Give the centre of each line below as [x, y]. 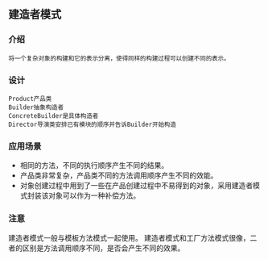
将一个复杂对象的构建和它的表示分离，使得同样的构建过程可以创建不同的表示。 [119, 58]
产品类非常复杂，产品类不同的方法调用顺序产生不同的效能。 [119, 175]
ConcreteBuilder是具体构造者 [54, 115]
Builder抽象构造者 [36, 107]
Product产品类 [30, 99]
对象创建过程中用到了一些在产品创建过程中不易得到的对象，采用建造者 [136, 186]
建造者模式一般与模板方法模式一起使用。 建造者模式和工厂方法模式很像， [129, 237]
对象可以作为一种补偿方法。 [94, 195]
